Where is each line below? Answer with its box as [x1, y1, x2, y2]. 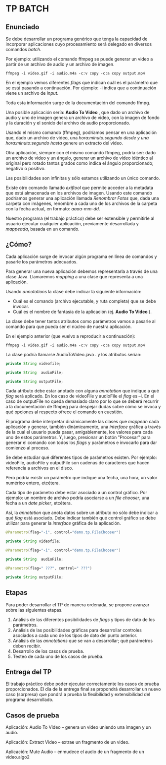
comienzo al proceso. [5, 445, 50, 451]
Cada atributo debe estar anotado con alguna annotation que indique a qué [5, 388, 160, 394]
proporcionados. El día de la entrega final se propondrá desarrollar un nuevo [5, 686, 161, 692]
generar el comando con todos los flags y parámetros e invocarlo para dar [5, 440, 158, 446]
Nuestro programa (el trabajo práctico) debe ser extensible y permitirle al [5, 215, 155, 221]
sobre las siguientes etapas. [5, 607, 63, 613]
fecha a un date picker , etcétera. [5, 500, 72, 506]
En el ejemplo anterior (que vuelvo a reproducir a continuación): [5, 333, 135, 339]
